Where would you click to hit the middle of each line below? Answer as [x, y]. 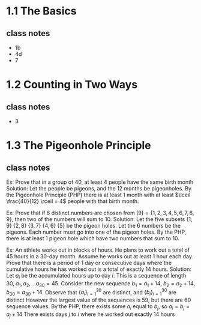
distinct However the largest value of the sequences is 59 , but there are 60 [99, 300]
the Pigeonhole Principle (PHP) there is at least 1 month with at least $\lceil [98, 195]
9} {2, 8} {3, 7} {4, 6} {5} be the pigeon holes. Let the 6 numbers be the [94, 226]
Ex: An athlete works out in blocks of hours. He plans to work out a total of [98, 250]
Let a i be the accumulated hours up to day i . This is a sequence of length [96, 276]
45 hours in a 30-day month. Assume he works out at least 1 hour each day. [100, 256]
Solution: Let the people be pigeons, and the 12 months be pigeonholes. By [99, 188]
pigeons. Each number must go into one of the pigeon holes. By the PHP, [96, 232]
